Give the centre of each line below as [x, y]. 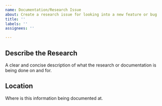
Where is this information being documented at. [54, 98]
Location [19, 86]
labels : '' [16, 24]
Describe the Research [41, 53]
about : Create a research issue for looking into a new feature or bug [81, 14]
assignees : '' [20, 28]
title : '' [15, 19]
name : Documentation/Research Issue [43, 10]
